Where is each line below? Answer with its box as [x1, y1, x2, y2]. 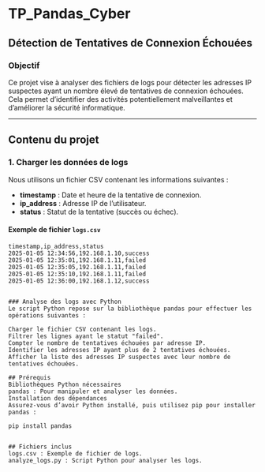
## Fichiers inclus [8, 443, 73, 451]
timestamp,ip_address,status [8, 242, 104, 250]
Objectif [8, 60, 40, 71]
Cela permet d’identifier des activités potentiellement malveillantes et [8, 94, 233, 103]
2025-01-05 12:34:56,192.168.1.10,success [8, 249, 150, 257]
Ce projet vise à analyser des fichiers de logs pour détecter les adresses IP [8, 77, 252, 87]
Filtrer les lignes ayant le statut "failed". [8, 332, 164, 340]
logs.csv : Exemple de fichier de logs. [8, 449, 144, 458]
